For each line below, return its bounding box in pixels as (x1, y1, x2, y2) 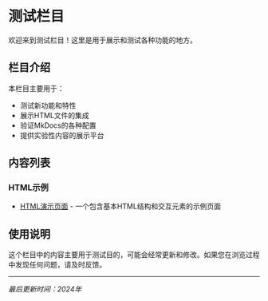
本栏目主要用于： (8, 83, 65, 93)
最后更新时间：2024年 (8, 284, 82, 294)
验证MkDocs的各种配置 (19, 121, 97, 130)
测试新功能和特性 (19, 101, 77, 110)
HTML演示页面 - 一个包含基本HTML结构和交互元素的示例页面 (19, 201, 222, 212)
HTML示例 (8, 182, 49, 193)
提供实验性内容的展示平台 (19, 130, 104, 140)
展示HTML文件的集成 (19, 110, 89, 120)
